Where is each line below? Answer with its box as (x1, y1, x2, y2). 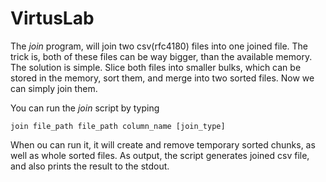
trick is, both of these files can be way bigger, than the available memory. (10, 50, 313, 62)
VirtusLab (10, 7, 95, 30)
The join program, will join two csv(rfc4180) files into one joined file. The (10, 40, 309, 52)
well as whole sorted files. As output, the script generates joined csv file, (10, 149, 310, 161)
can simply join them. (10, 82, 98, 94)
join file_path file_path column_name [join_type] (10, 121, 226, 131)
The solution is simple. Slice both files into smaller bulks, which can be (10, 61, 302, 73)
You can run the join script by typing (10, 102, 160, 114)
